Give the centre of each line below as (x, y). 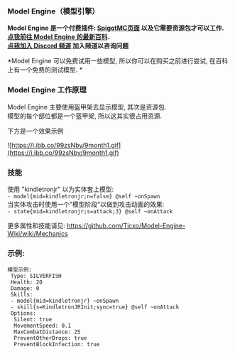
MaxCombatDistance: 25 (47, 332)
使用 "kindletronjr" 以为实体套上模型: (61, 189)
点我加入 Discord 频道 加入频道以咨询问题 (68, 46)
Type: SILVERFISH (36, 276)
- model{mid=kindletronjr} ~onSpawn (65, 301)
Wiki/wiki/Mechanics (38, 233)
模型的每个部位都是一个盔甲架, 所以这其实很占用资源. (85, 116)
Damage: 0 (25, 289)
